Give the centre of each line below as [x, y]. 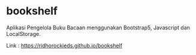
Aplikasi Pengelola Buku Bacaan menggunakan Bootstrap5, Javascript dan [98, 27]
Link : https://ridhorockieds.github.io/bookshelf [64, 45]
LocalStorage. [23, 33]
